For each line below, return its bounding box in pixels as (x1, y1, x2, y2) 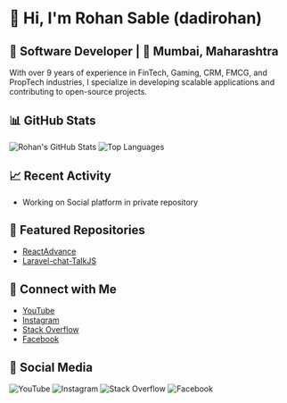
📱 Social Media (9, 359, 94, 374)
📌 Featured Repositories (9, 222, 145, 238)
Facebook (21, 334, 60, 345)
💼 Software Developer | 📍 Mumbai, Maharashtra (9, 44, 279, 59)
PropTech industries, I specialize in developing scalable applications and (9, 77, 275, 88)
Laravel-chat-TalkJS (21, 256, 96, 266)
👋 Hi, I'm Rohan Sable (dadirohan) (9, 8, 263, 29)
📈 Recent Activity (9, 169, 111, 184)
